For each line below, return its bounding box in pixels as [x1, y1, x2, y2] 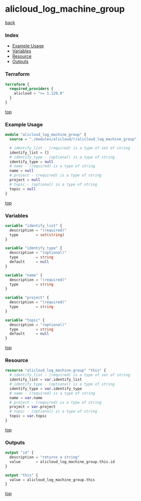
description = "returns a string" [9, 455, 80, 460]
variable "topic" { [5, 318, 45, 322]
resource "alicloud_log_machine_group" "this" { [5, 368, 106, 373]
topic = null [9, 186, 36, 191]
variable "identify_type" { [5, 246, 63, 250]
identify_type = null [9, 159, 54, 164]
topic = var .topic [9, 413, 47, 419]
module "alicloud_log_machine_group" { [5, 132, 87, 137]
